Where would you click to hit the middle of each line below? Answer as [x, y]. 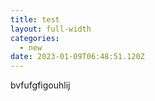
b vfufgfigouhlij [40, 85]
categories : [35, 38]
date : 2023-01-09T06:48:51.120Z [77, 57]
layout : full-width [51, 29]
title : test [35, 19]
